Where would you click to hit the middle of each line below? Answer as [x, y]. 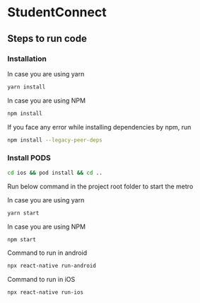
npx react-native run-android [52, 266]
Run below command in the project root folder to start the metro [100, 186]
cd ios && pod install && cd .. [55, 173]
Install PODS [29, 158]
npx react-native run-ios [45, 292]
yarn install [27, 87]
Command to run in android [47, 253]
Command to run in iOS [41, 280]
